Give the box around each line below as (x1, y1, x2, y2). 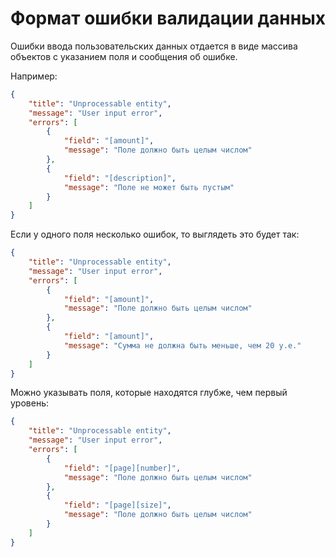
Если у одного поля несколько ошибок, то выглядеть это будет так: (10, 228, 300, 241)
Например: (10, 70, 58, 82)
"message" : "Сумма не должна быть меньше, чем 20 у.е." (63, 340, 302, 351)
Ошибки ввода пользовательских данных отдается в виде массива (10, 40, 298, 52)
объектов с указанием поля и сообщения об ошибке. (10, 50, 238, 62)
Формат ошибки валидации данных (10, 7, 326, 30)
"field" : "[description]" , (63, 173, 177, 183)
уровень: (10, 397, 49, 409)
